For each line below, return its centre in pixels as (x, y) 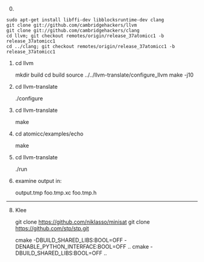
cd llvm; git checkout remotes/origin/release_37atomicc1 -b (85, 36)
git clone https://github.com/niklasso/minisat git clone (83, 222)
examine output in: (38, 181)
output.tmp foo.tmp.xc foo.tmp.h (56, 193)
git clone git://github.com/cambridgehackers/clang (73, 30)
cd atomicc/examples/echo (49, 134)
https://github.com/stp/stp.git (52, 228)
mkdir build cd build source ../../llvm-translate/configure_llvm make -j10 (104, 75)
